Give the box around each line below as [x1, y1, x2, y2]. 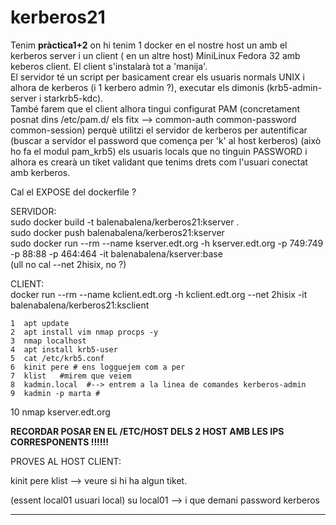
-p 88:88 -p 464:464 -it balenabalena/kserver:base [10, 247, 223, 260]
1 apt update [10, 318, 70, 328]
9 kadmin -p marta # [10, 388, 101, 398]
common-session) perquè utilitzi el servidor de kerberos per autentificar [10, 124, 308, 136]
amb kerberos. [10, 166, 71, 178]
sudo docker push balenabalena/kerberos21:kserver [10, 226, 225, 238]
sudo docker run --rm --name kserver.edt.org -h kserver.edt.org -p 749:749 [10, 237, 324, 249]
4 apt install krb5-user [10, 344, 118, 355]
